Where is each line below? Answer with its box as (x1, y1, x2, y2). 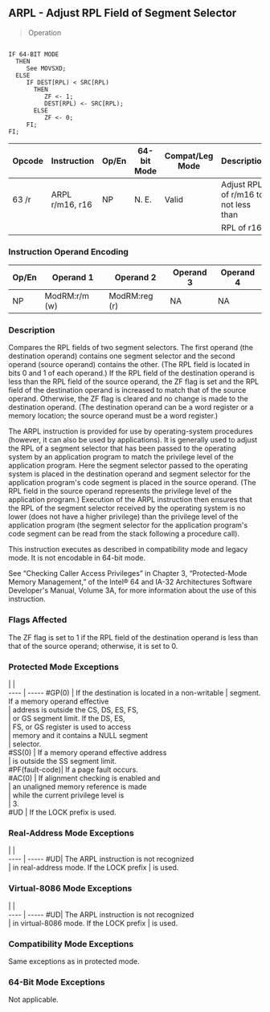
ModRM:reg (108, 291, 153, 302)
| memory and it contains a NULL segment (8, 731, 149, 740)
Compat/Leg (164, 150, 214, 161)
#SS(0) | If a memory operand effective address (8, 748, 167, 757)
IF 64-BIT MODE (8, 50, 59, 59)
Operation (27, 27, 62, 37)
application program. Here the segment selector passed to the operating (8, 461, 248, 471)
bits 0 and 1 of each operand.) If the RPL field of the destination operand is (8, 369, 256, 378)
